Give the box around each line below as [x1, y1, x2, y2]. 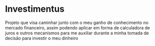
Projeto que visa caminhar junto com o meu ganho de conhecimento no [5, 20, 149, 25]
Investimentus [5, 3, 65, 15]
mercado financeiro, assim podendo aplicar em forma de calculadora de [5, 24, 150, 30]
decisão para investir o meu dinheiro [5, 35, 78, 41]
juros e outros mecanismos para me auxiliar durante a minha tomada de [5, 30, 149, 36]
